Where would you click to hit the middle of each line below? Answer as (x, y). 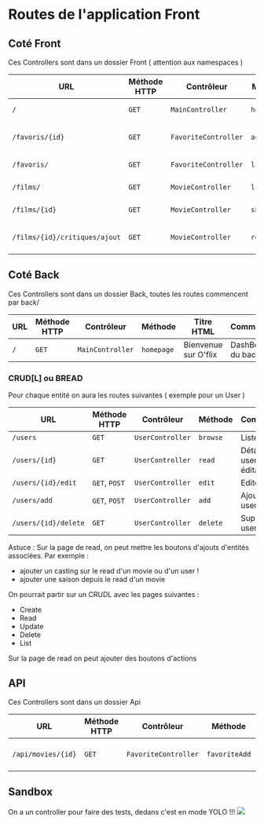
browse (211, 438)
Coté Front (35, 44)
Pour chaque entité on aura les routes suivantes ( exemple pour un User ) (126, 395)
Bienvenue (203, 345)
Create (30, 610)
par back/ (24, 302)
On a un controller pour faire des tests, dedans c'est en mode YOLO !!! (122, 811)
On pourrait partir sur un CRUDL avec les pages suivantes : (104, 595)
